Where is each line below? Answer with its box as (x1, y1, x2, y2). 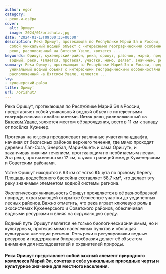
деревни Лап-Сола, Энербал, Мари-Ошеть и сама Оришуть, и (5, 144, 137, 151)
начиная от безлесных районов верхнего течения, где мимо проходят (5, 139, 154, 145)
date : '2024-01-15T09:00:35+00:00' (5, 35, 79, 40)
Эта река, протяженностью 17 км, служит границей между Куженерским (5, 155, 161, 161)
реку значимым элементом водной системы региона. (5, 180, 120, 186)
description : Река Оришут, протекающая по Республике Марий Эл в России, (5, 39, 161, 44)
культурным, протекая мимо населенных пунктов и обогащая (5, 226, 136, 232)
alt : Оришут (9, 26, 35, 31)
